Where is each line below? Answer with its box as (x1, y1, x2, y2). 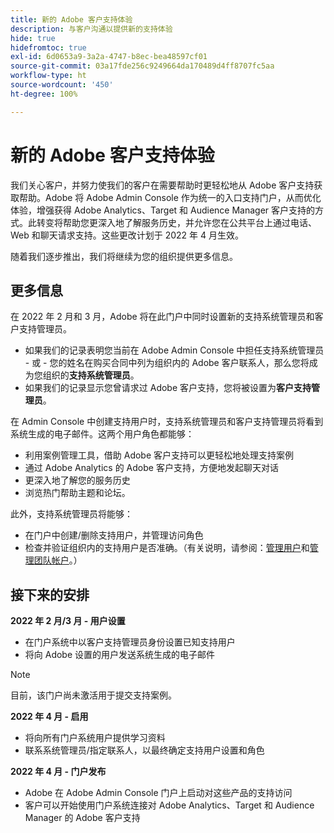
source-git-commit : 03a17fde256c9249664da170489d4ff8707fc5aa (10, 61, 275, 71)
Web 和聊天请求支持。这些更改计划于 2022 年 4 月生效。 (10, 229, 244, 241)
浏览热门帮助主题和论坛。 (24, 487, 131, 499)
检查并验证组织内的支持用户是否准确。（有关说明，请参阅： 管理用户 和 (24, 542, 310, 554)
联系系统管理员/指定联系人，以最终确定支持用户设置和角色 (24, 744, 265, 756)
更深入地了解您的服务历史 (24, 474, 131, 486)
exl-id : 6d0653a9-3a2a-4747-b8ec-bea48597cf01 (10, 52, 208, 62)
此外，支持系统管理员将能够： (10, 508, 133, 520)
